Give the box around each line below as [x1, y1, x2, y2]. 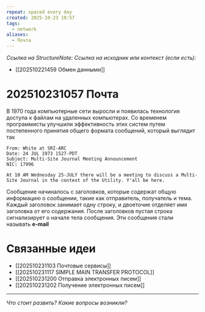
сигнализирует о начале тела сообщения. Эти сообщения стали [6, 214, 174, 221]
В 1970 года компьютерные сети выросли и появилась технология [6, 107, 180, 115]
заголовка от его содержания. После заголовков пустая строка [6, 207, 173, 214]
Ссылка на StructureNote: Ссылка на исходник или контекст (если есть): [6, 54, 196, 61]
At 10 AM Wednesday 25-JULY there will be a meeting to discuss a [6, 172, 179, 178]
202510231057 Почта [6, 87, 119, 101]
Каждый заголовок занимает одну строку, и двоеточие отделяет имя [6, 201, 187, 208]
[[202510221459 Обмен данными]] [15, 66, 106, 73]
